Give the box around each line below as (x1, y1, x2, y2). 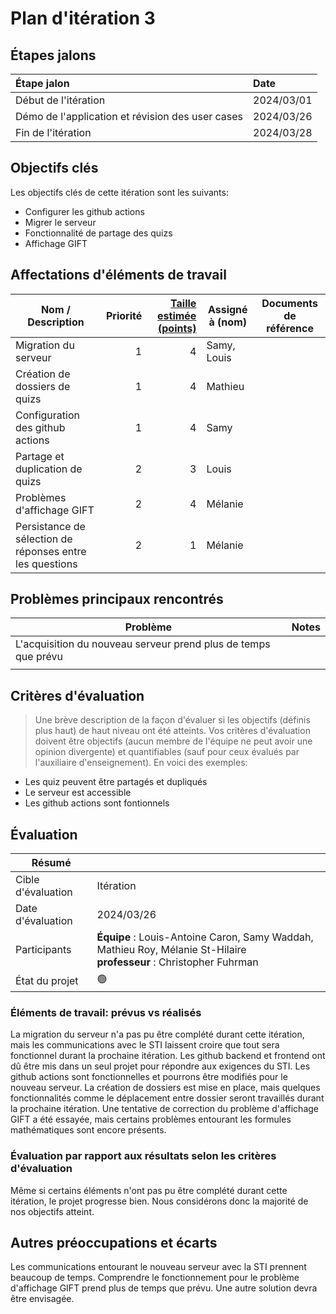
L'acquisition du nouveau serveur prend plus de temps (15, 637, 271, 651)
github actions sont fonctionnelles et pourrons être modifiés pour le (10, 1071, 288, 1083)
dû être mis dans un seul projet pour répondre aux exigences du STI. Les (10, 1060, 311, 1072)
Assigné (207, 302, 248, 316)
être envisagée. (10, 1293, 75, 1305)
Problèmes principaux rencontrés (10, 591, 224, 608)
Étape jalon (15, 77, 70, 90)
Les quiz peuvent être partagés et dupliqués (24, 776, 208, 788)
